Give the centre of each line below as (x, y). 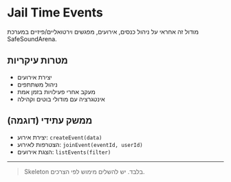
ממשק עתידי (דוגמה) (50, 121)
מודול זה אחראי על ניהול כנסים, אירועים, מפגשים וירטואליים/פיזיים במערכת (103, 32)
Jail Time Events (55, 13)
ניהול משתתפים (37, 84)
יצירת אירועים (34, 77)
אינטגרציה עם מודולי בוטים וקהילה (61, 99)
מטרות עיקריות (38, 61)
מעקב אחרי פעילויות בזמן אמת (56, 91)
